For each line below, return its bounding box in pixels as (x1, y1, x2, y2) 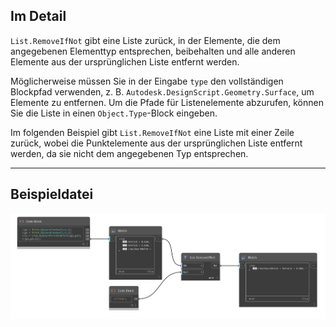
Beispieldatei (10, 186, 94, 203)
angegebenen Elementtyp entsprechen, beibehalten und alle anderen (10, 45, 296, 57)
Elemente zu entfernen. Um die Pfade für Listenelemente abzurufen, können (10, 96, 324, 108)
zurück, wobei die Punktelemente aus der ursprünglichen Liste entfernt (10, 137, 303, 149)
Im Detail (10, 8, 67, 25)
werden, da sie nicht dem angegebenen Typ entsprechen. (10, 147, 249, 159)
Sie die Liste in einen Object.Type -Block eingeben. (10, 107, 218, 119)
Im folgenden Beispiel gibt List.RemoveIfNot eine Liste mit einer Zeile (10, 126, 295, 138)
